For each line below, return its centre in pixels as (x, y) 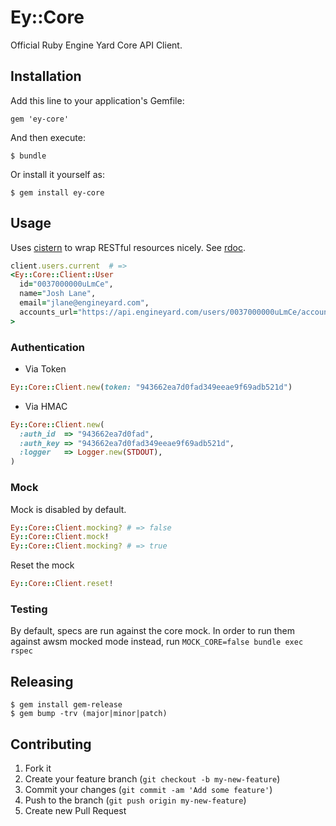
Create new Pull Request (75, 810)
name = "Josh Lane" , (58, 294)
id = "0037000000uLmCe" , (66, 284)
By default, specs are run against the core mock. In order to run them (152, 631)
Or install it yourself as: (57, 174)
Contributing (51, 744)
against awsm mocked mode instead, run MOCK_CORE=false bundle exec (157, 642)
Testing (29, 609)
